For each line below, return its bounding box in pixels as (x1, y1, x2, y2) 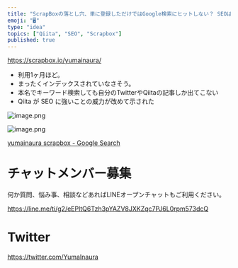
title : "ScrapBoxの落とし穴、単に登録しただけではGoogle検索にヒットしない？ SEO (7, 10, 227, 18)
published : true (7, 37, 55, 44)
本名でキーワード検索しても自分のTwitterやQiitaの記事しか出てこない (17, 88, 219, 97)
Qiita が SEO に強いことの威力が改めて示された (17, 97, 154, 106)
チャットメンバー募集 (7, 165, 132, 182)
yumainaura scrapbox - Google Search (7, 139, 120, 147)
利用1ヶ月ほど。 (17, 71, 64, 79)
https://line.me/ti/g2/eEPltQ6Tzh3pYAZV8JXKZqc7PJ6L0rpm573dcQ (7, 204, 209, 213)
